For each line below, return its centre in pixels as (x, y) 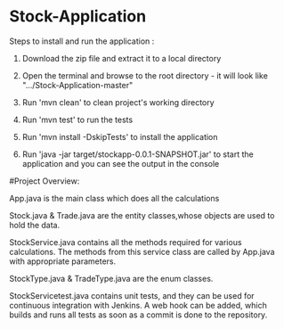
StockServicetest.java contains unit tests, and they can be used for (132, 295)
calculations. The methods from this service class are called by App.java (142, 251)
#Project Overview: (45, 181)
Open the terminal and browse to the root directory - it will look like (145, 75)
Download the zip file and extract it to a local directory (122, 58)
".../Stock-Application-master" (77, 85)
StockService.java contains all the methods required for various (126, 242)
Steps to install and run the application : (82, 41)
